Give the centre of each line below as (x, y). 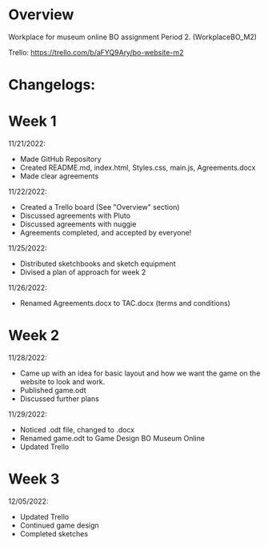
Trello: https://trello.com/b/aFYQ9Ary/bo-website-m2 (96, 52)
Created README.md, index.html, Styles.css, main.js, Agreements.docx (138, 168)
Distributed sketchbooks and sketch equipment (98, 264)
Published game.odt (53, 390)
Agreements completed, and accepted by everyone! (106, 233)
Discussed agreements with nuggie (78, 224)
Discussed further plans (60, 399)
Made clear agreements (59, 176)
